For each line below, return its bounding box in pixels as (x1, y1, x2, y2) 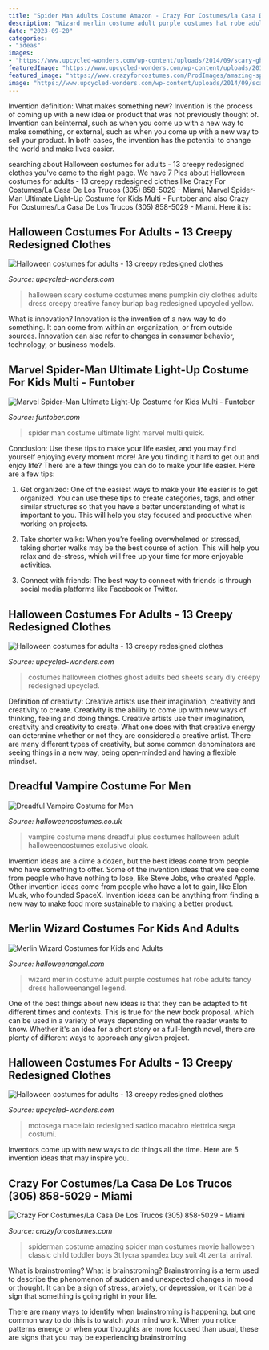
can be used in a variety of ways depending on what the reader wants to (8, 1015, 248, 1025)
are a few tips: (8, 469, 55, 479)
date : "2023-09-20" (8, 27, 74, 35)
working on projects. (19, 519, 88, 528)
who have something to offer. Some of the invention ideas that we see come (8, 864, 259, 874)
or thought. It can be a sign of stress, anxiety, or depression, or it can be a (8, 1283, 253, 1293)
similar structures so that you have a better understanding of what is (19, 502, 246, 512)
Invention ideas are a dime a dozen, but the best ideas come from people (8, 856, 250, 866)
